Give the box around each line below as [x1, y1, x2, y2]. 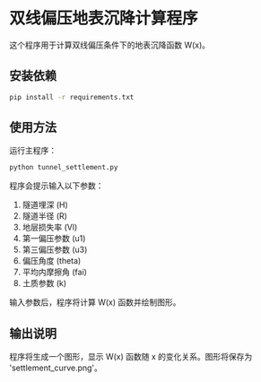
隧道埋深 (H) [22, 199, 69, 211]
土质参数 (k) [22, 278, 67, 289]
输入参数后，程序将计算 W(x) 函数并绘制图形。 [9, 297, 181, 308]
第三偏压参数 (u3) [22, 244, 88, 256]
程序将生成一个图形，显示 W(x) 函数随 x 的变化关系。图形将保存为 [9, 352, 253, 362]
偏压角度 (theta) [22, 256, 82, 266]
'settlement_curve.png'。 [9, 362, 103, 373]
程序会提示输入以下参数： [9, 180, 104, 191]
